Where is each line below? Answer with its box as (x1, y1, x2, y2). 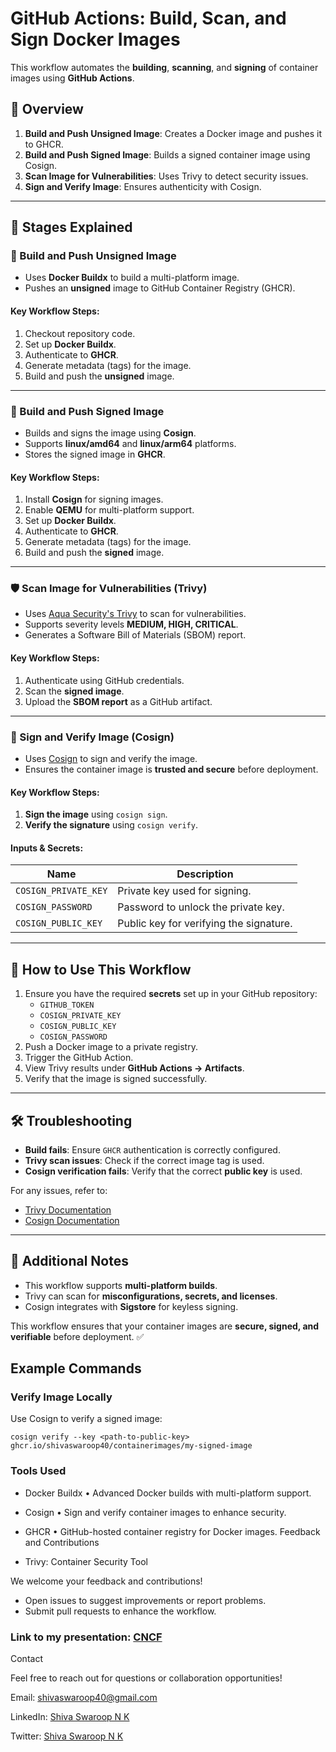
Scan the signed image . (24, 685, 125, 697)
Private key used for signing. (117, 884, 252, 898)
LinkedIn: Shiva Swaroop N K (10, 1711, 130, 1723)
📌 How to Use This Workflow (10, 961, 192, 978)
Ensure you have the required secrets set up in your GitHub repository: (24, 988, 318, 1000)
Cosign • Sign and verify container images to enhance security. (24, 1506, 287, 1518)
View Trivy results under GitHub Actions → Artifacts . (24, 1062, 245, 1074)
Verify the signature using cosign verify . (24, 819, 198, 831)
